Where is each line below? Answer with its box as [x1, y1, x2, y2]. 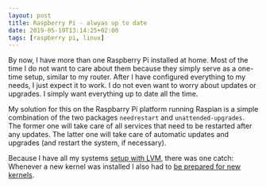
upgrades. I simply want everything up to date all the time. [8, 89, 199, 99]
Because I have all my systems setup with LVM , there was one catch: [8, 154, 234, 163]
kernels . [8, 170, 35, 180]
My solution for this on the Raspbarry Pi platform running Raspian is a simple [8, 105, 259, 114]
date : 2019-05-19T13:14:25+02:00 [8, 26, 119, 34]
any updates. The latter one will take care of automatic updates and [8, 130, 229, 139]
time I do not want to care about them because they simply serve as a [8, 64, 237, 74]
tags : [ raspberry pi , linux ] [8, 33, 105, 42]
